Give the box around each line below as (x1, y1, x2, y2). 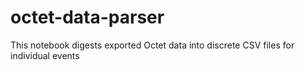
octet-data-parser (10, 6, 165, 29)
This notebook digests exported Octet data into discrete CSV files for (10, 39, 295, 51)
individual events (10, 49, 80, 61)
